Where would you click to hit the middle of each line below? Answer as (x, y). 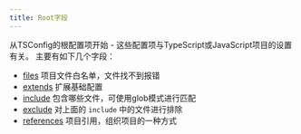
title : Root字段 (39, 18)
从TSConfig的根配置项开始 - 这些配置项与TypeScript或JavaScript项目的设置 (151, 44)
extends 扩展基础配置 (63, 86)
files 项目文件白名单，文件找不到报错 (91, 75)
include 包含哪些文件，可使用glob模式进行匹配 (109, 98)
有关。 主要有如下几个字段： (62, 56)
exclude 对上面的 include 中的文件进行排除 (102, 109)
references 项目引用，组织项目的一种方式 (99, 120)
